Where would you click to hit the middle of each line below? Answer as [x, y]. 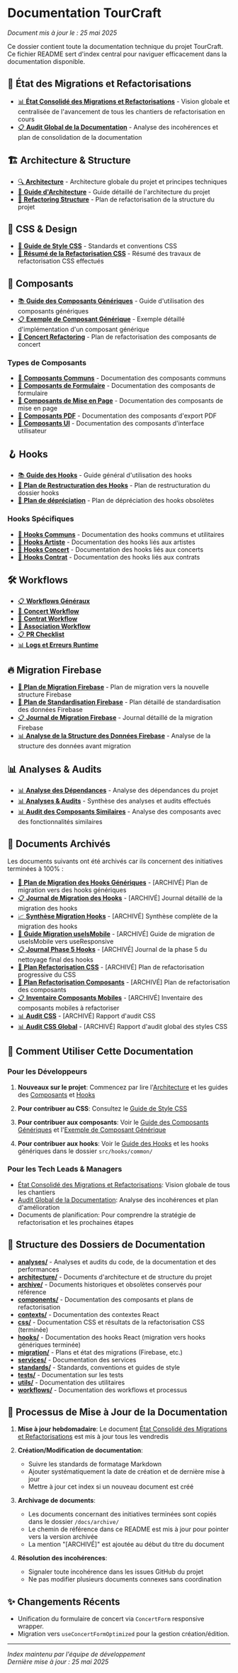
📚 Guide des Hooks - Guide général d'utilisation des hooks [105, 475]
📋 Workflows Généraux [54, 601]
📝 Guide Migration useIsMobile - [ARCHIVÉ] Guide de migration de [116, 933]
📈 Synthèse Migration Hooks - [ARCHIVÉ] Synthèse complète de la [118, 916]
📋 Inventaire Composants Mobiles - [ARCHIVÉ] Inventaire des [110, 997]
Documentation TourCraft [84, 13]
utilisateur [32, 431]
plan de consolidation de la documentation [80, 137]
